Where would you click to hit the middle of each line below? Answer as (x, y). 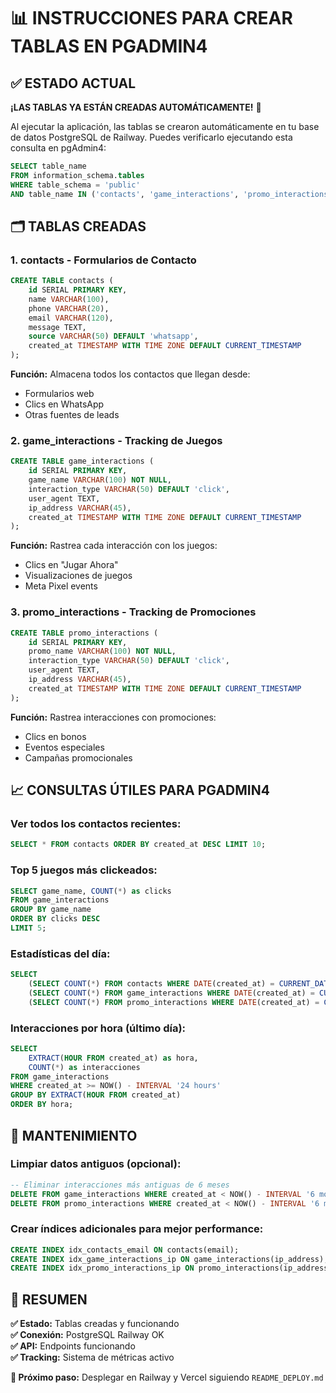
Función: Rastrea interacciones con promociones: (113, 717)
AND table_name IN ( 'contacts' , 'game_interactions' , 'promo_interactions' (171, 194)
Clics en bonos (55, 736)
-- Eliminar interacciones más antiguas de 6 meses (120, 1185)
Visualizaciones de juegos (78, 576)
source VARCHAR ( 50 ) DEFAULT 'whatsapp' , (113, 336)
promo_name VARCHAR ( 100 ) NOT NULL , (102, 651)
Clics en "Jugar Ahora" (71, 565)
